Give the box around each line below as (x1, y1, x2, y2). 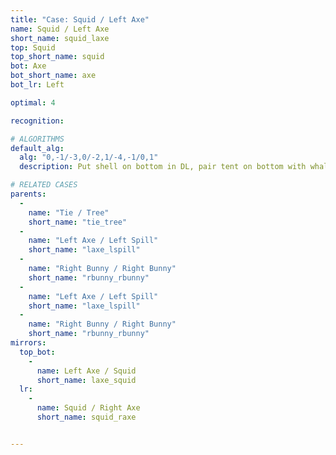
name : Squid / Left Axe (10, 24, 110, 34)
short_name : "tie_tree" (28, 217, 128, 227)
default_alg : (10, 143, 65, 153)
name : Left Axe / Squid (36, 366, 137, 376)
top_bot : (19, 347, 56, 357)
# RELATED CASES (10, 180, 78, 190)
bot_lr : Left (10, 80, 65, 90)
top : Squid (10, 42, 56, 53)
